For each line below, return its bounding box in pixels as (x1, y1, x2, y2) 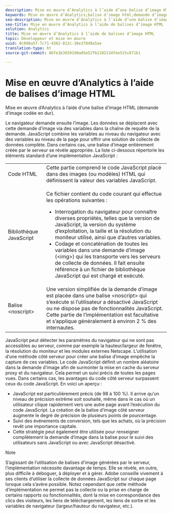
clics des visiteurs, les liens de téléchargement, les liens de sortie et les (5, 498, 156, 504)
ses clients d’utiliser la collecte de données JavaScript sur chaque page (5, 476, 157, 482)
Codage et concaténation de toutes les (54, 240, 148, 247)
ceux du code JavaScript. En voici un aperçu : (5, 381, 102, 387)
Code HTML (8, 170, 37, 178)
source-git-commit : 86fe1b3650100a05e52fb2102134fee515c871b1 (5, 50, 141, 55)
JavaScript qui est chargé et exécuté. (54, 272, 144, 280)
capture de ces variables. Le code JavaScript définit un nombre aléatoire (5, 359, 159, 365)
